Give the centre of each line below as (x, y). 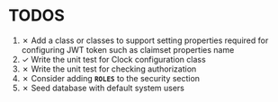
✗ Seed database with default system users (103, 88)
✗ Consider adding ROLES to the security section (110, 78)
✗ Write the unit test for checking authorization (109, 69)
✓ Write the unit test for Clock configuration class (113, 59)
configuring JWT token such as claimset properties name (128, 49)
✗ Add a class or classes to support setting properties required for (145, 40)
